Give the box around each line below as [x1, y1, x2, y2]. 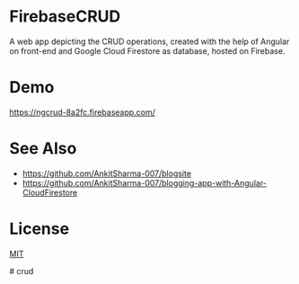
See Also [9, 138, 77, 159]
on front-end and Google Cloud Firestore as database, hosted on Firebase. [9, 45, 286, 56]
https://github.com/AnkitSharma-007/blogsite [22, 168, 191, 179]
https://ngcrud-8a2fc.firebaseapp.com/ [9, 106, 155, 118]
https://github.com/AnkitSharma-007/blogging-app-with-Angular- [22, 177, 268, 188]
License [9, 218, 70, 239]
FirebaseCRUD [9, 6, 121, 27]
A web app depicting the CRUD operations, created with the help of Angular [9, 36, 290, 47]
